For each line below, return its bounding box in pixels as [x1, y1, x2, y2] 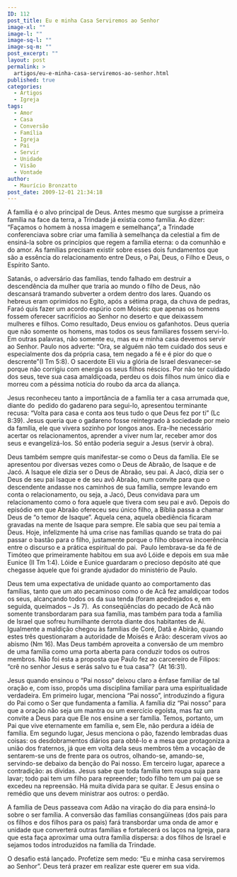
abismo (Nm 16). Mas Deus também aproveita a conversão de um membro [7, 640, 224, 649]
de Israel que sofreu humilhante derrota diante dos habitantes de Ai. [7, 617, 207, 626]
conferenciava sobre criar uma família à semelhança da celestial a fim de [7, 231, 220, 239]
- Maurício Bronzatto [13, 182, 78, 189]
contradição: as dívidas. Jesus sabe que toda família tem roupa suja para [7, 767, 221, 776]
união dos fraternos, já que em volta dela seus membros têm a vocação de [7, 744, 226, 753]
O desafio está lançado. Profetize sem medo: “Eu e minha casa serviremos [7, 854, 225, 863]
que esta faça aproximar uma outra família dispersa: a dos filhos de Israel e [7, 833, 226, 842]
